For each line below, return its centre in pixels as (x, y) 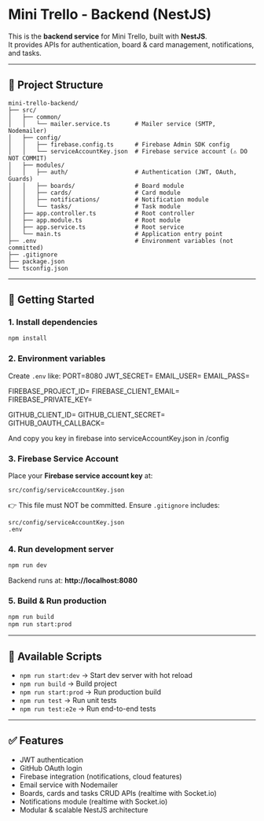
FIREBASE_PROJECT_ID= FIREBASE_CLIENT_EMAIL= (94, 391)
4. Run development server (61, 549)
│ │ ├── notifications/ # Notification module (109, 199)
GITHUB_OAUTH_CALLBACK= (57, 423)
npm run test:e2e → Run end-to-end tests (88, 709)
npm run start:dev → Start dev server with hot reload (106, 675)
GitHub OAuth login (51, 768)
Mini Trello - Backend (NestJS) (110, 15)
